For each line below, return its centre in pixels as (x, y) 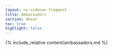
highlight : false (24, 28)
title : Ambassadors (26, 14)
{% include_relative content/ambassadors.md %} (56, 42)
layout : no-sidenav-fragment (36, 10)
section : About (21, 19)
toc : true (16, 24)
